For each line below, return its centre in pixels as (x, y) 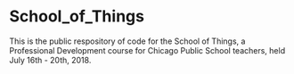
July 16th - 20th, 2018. (50, 60)
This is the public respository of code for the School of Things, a (127, 41)
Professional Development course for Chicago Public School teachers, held (147, 50)
